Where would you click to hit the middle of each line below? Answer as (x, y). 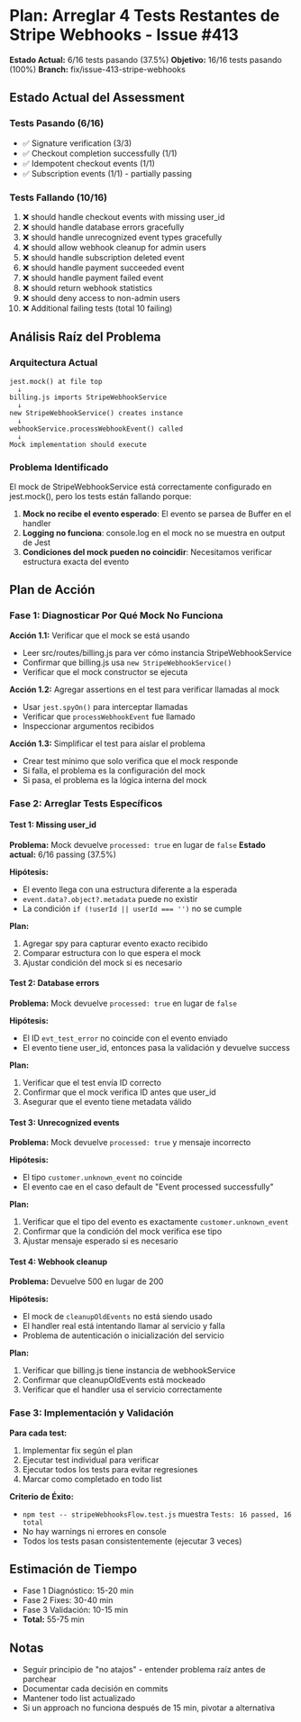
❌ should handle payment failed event (93, 278)
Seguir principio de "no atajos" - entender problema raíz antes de (144, 1670)
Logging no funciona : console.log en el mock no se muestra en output (154, 533)
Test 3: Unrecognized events (64, 1122)
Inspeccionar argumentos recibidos (88, 725)
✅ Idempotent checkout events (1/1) (89, 163)
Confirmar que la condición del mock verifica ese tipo (122, 1232)
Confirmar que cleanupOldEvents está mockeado (114, 1380)
